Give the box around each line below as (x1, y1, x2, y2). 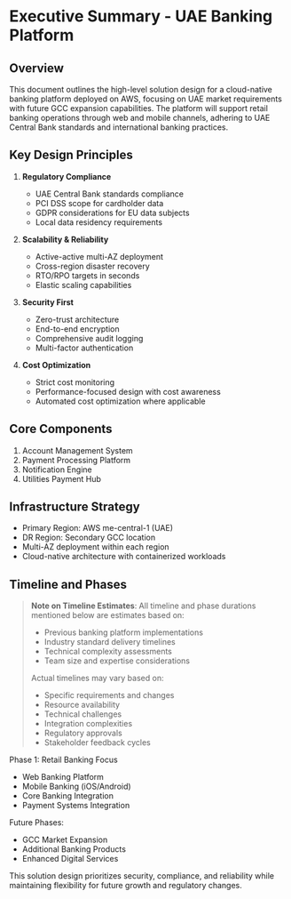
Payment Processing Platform (21, 454, 131, 465)
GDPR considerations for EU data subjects (35, 207, 190, 218)
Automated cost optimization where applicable (35, 396, 206, 406)
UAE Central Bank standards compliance (35, 189, 185, 199)
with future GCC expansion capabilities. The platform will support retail (9, 103, 269, 113)
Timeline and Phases (9, 576, 127, 592)
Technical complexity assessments (43, 646, 173, 657)
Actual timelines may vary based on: (30, 673, 164, 684)
